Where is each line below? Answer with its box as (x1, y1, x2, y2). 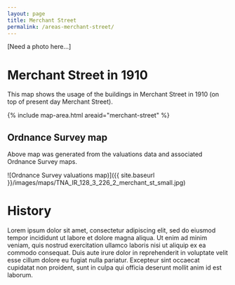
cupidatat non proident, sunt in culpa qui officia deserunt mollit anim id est (7, 263, 222, 272)
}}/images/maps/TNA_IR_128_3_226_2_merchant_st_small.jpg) (7, 179, 186, 187)
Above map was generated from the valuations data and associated (7, 150, 203, 158)
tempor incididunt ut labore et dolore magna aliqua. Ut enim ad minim (7, 234, 208, 242)
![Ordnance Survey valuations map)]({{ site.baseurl (7, 171, 155, 179)
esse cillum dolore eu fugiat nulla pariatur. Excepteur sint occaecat (7, 256, 200, 265)
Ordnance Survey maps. (7, 158, 77, 166)
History (7, 203, 52, 219)
